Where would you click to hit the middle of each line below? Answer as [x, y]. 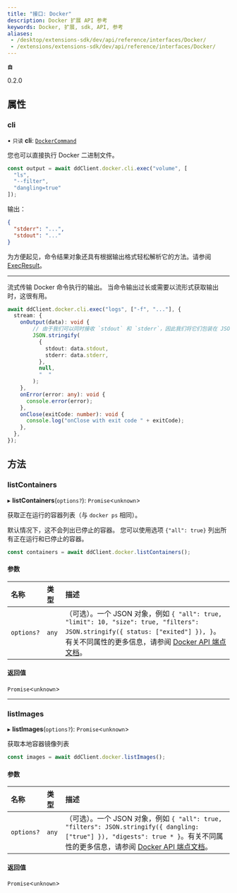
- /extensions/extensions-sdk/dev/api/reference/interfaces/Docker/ [113, 47]
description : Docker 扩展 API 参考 [57, 20]
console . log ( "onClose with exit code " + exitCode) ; [105, 421]
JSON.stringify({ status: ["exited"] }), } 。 [143, 631]
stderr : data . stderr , [77, 355]
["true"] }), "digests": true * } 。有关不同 [141, 836]
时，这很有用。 [29, 296]
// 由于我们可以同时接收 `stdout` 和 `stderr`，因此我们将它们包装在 [125, 329]
